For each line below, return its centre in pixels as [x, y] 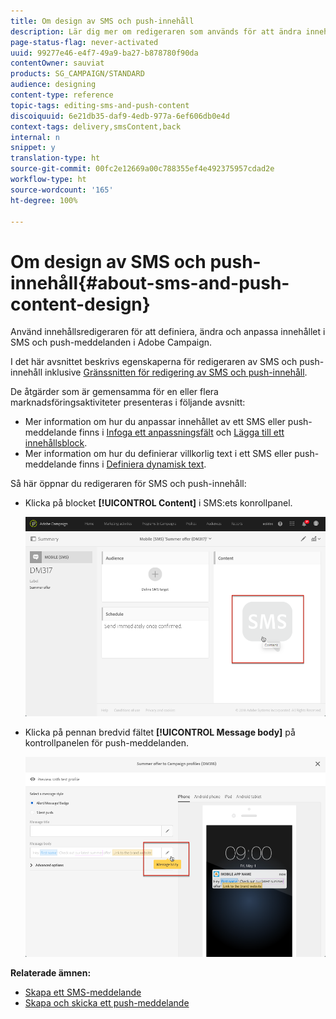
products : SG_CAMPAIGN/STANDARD [77, 74]
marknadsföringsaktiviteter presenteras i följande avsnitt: [128, 402]
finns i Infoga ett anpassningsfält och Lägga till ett [181, 432]
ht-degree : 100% [44, 200]
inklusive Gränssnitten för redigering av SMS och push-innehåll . [176, 372]
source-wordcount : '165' [62, 190]
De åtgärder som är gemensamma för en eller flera [114, 392]
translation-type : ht [55, 158]
